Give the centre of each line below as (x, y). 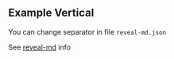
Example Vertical (51, 13)
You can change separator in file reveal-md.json (87, 31)
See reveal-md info (40, 47)
